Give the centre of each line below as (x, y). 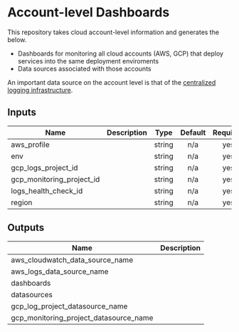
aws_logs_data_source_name (60, 271)
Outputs (26, 228)
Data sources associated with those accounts (84, 68)
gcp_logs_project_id (44, 167)
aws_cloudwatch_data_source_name (72, 259)
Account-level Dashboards (89, 12)
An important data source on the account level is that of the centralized (112, 82)
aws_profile (30, 145)
